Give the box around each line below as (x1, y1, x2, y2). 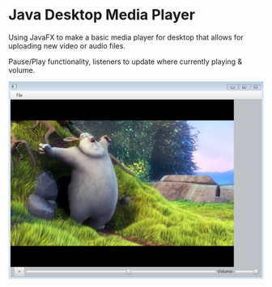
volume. (8, 65, 36, 74)
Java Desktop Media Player (8, 6, 196, 24)
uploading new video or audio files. (8, 40, 125, 50)
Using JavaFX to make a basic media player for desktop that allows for (8, 32, 244, 42)
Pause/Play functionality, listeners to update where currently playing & (8, 57, 243, 66)
